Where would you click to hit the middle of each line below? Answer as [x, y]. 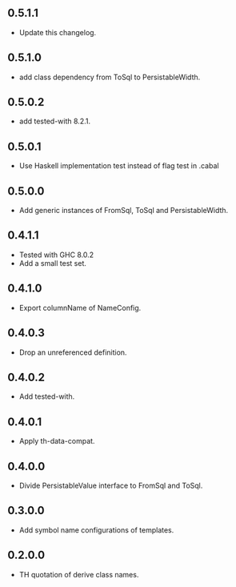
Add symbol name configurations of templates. [96, 530]
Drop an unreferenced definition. [73, 352]
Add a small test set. [53, 263]
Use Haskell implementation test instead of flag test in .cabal [119, 166]
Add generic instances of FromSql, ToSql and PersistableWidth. [124, 211]
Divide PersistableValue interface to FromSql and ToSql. [111, 485]
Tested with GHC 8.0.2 [56, 255]
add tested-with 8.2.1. [55, 121]
